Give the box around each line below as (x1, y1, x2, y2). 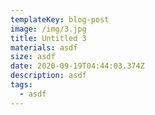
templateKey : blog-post (10, 14, 110, 25)
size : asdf (10, 52, 56, 62)
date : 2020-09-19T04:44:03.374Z (10, 61, 145, 71)
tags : (10, 80, 33, 90)
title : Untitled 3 (10, 33, 87, 43)
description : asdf (10, 71, 87, 81)
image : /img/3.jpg (10, 24, 87, 34)
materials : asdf (10, 42, 78, 53)
